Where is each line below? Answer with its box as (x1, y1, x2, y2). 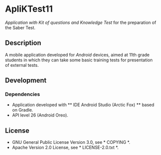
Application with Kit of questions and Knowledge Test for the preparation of (5, 19, 157, 25)
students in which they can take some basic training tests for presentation (5, 57, 153, 63)
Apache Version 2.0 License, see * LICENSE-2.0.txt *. (12, 145, 119, 151)
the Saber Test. (5, 24, 35, 30)
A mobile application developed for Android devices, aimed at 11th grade (5, 52, 150, 58)
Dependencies (5, 91, 40, 98)
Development (5, 77, 47, 85)
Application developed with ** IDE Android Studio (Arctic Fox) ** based (12, 102, 154, 108)
